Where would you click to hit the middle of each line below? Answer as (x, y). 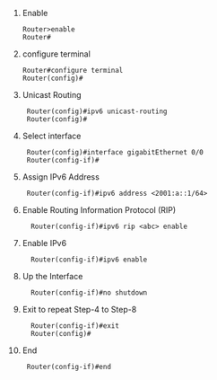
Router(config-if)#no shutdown (89, 293)
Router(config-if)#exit (75, 326)
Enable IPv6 (44, 243)
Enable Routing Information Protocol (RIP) (99, 210)
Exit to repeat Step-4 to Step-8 (79, 309)
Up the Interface (52, 276)
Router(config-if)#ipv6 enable (89, 260)
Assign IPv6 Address (61, 177)
